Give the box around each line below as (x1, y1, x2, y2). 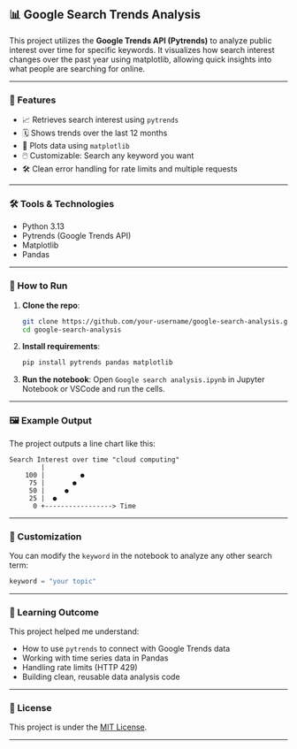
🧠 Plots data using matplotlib (21, 141, 130, 151)
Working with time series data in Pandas (21, 653, 169, 663)
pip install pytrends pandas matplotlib (21, 358, 173, 367)
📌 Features (9, 94, 57, 106)
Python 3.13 (21, 221, 65, 232)
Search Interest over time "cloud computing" (9, 455, 179, 464)
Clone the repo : (21, 300, 80, 310)
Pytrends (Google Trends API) (21, 231, 132, 241)
